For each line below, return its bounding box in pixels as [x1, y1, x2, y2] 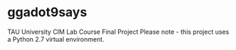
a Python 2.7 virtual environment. [7, 35, 104, 43]
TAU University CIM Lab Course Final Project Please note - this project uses [7, 27, 230, 36]
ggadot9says [7, 4, 87, 20]
